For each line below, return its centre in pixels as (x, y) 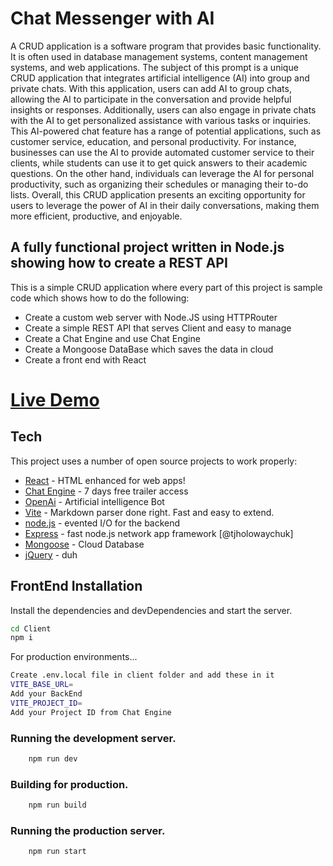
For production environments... (74, 657)
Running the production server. (88, 830)
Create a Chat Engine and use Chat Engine (112, 338)
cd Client (31, 628)
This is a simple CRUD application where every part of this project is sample (166, 287)
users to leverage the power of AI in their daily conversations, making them (165, 205)
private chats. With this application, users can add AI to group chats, (151, 88)
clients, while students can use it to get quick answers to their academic (159, 163)
